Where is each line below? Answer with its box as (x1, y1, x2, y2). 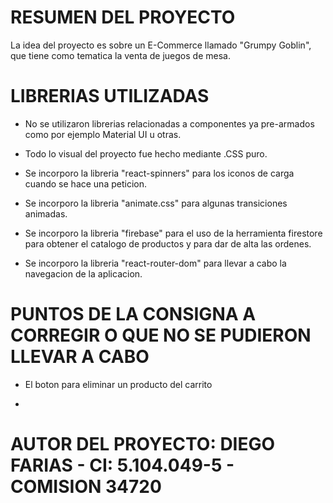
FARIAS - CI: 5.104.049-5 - (10, 454, 235, 476)
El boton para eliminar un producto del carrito (24, 378, 213, 390)
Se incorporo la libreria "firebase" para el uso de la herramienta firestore (24, 227, 323, 239)
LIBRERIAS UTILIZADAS (10, 85, 210, 108)
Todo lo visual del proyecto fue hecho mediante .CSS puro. (24, 147, 268, 160)
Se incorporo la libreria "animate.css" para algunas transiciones (24, 197, 288, 209)
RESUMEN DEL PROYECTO (10, 6, 236, 29)
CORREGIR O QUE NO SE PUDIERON (10, 324, 312, 347)
